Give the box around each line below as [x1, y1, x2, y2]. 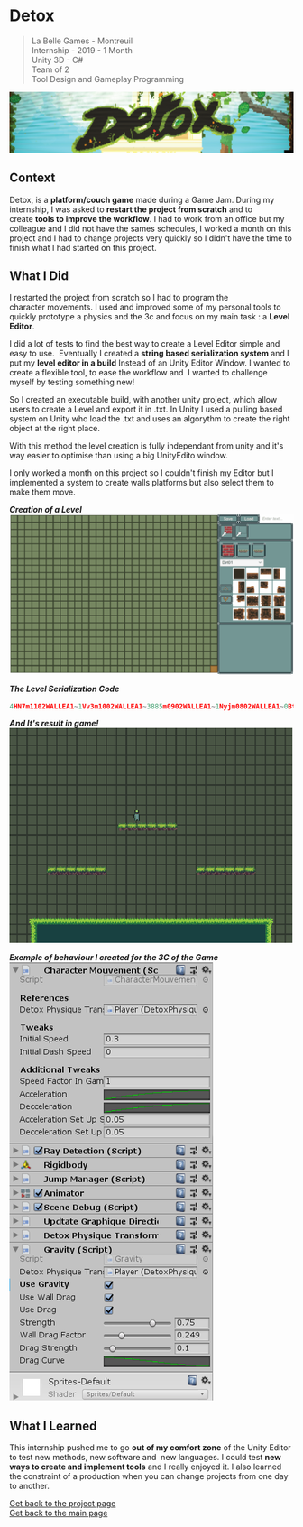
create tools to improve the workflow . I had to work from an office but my [9, 213, 285, 224]
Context [9, 171, 56, 186]
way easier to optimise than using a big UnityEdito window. [9, 450, 228, 461]
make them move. [9, 486, 76, 497]
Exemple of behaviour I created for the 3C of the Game [9, 952, 219, 963]
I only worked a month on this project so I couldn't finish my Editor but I [9, 467, 274, 478]
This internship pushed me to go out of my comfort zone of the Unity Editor [9, 1442, 291, 1453]
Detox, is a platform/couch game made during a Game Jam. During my [9, 194, 275, 205]
